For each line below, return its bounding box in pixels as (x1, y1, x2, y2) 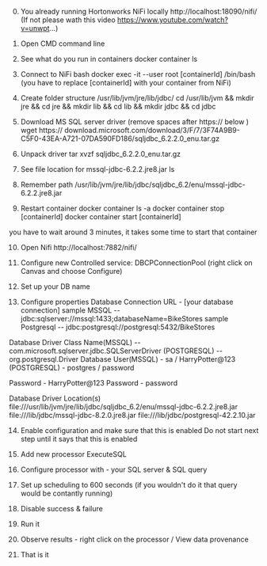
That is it (20, 550, 50, 559)
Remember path (20, 180, 74, 189)
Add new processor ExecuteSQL (20, 450, 128, 458)
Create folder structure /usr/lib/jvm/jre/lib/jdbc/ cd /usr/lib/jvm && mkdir (20, 93, 254, 102)
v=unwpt (20, 24, 50, 32)
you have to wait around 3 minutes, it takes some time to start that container (9, 227, 257, 237)
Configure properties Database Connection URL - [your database (20, 297, 234, 306)
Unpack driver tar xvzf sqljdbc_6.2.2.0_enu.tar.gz (20, 150, 181, 158)
